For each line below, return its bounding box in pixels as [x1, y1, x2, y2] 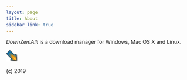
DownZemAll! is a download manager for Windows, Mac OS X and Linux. [6, 39, 182, 46]
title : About [6, 15, 38, 22]
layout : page [6, 9, 38, 15]
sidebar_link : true [6, 22, 54, 27]
